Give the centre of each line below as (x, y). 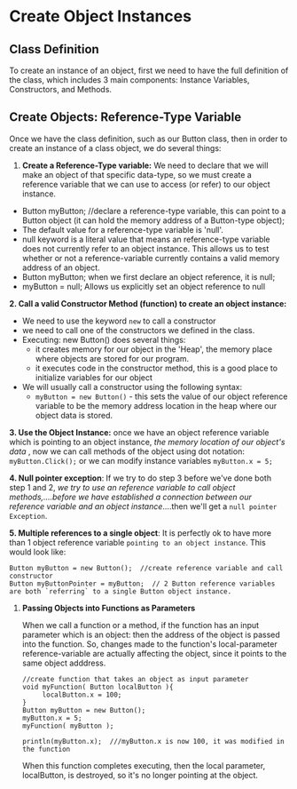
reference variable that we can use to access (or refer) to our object (146, 184)
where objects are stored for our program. (112, 358)
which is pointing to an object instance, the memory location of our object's (147, 442)
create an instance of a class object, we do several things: (115, 147)
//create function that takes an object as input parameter (135, 679)
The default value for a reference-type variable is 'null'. (123, 229)
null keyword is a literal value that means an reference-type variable (146, 239)
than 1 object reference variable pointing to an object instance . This (137, 542)
